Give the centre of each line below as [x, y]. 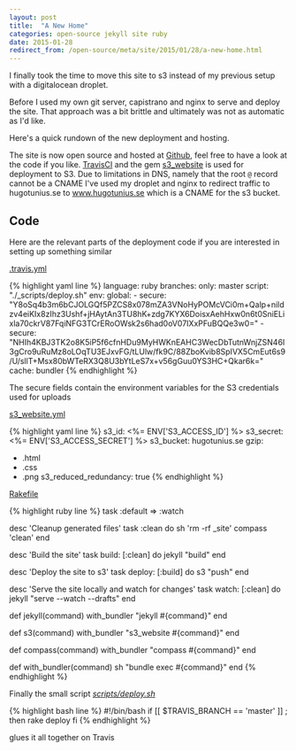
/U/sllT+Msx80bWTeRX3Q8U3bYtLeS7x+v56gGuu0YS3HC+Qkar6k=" [136, 360]
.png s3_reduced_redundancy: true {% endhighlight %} [122, 476]
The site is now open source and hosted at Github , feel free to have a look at [148, 155]
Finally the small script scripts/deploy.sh [83, 693]
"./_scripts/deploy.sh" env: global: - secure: [88, 295]
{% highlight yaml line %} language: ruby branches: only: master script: [139, 285]
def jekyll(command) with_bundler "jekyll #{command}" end [118, 616]
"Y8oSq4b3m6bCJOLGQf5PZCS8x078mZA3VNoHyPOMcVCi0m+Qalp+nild [147, 304]
